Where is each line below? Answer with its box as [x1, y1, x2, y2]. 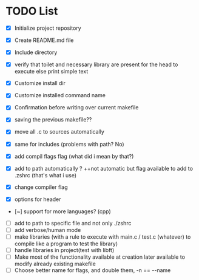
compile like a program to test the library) [14, 240, 118, 247]
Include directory [14, 49, 58, 56]
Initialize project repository [14, 24, 81, 32]
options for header [14, 196, 61, 203]
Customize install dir [14, 80, 66, 87]
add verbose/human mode [14, 226, 81, 233]
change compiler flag [14, 183, 68, 191]
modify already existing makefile [14, 260, 96, 268]
